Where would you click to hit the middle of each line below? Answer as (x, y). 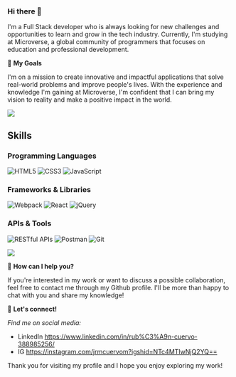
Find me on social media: (44, 322)
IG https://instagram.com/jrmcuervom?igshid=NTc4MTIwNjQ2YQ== (117, 351)
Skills (20, 136)
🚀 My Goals (25, 63)
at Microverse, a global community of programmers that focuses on (106, 42)
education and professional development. (68, 50)
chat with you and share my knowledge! (66, 295)
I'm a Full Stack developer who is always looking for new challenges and (113, 27)
